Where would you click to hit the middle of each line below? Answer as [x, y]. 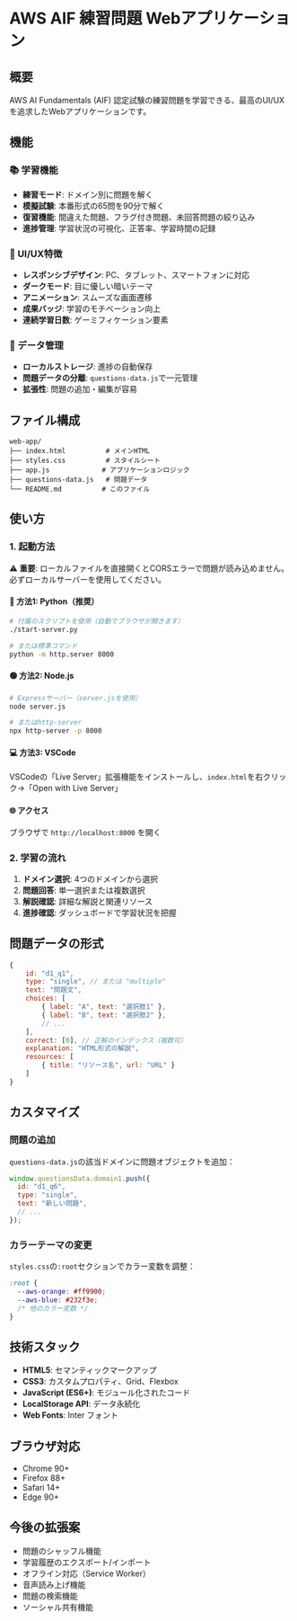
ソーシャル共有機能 [58, 1607]
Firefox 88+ [44, 1478]
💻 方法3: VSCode [43, 753]
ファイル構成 [45, 420]
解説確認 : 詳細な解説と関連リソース [87, 901]
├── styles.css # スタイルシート [85, 461]
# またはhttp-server [46, 723]
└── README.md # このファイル [80, 490]
